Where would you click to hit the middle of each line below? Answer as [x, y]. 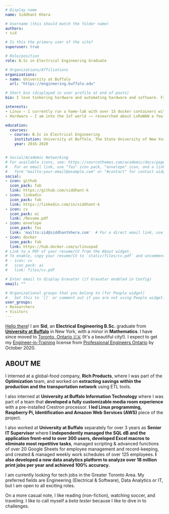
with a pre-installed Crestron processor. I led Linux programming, [73, 407]
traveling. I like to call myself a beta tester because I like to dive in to [76, 500]
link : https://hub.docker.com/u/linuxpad [54, 247]
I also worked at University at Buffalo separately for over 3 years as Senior [83, 427]
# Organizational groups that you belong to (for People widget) [75, 293]
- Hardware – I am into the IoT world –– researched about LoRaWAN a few [84, 116]
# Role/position [22, 56]
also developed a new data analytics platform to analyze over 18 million [81, 460]
